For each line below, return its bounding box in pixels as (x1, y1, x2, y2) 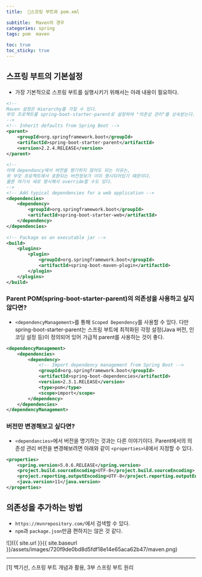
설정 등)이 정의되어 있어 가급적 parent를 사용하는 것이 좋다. (26, 333, 165, 340)
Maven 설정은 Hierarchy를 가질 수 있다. (6, 106, 97, 112)
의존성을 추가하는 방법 (6, 502, 83, 513)
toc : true (6, 42, 31, 48)
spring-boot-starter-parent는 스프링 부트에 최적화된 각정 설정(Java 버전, (14, 326, 188, 333)
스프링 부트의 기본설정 (6, 72, 83, 82)
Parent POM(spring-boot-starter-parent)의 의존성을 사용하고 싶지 (6, 295, 194, 303)
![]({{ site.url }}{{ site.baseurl (6, 539, 78, 546)
